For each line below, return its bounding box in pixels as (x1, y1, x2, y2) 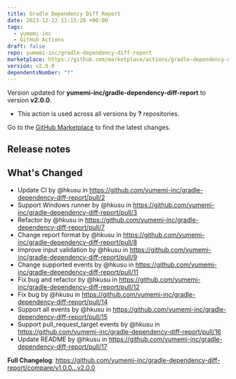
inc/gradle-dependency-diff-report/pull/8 (17, 238, 138, 246)
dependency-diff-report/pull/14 (17, 298, 108, 306)
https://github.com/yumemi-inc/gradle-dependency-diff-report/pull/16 (17, 327, 221, 335)
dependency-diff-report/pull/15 (17, 312, 107, 321)
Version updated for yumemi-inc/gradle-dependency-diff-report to (7, 88, 206, 97)
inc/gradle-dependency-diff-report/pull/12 (17, 282, 140, 291)
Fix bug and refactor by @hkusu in (17, 275, 118, 284)
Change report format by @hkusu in (17, 230, 122, 239)
